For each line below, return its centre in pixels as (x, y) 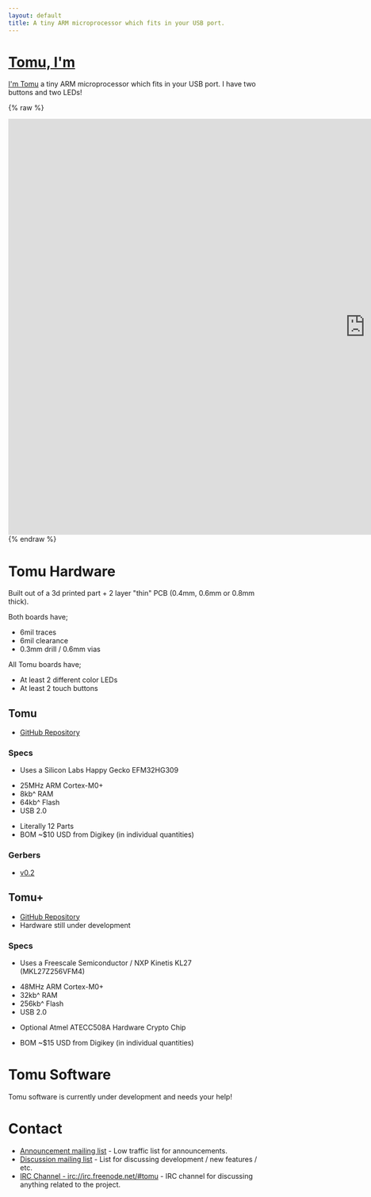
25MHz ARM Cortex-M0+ (61, 785)
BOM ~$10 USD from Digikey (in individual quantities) (107, 834)
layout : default (35, 15)
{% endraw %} (33, 539)
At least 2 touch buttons (59, 689)
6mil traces (38, 632)
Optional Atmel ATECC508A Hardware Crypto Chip (103, 1027)
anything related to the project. (70, 1184)
